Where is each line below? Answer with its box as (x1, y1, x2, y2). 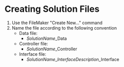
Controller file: (19, 40, 48, 46)
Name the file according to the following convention (11, 25, 117, 31)
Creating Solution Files (4, 3, 99, 15)
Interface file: (19, 51, 46, 57)
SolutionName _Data (26, 35, 67, 41)
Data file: (19, 30, 38, 36)
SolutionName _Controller (26, 46, 77, 52)
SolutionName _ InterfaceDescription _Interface (26, 56, 120, 62)
